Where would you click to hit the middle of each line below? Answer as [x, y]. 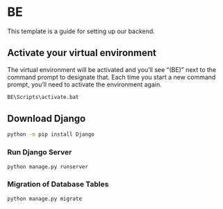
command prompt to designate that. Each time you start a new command [111, 77]
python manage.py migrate [44, 199]
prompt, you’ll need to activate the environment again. [84, 84]
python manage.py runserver [48, 167]
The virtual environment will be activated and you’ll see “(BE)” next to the [112, 69]
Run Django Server [40, 152]
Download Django [47, 119]
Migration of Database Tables [58, 184]
